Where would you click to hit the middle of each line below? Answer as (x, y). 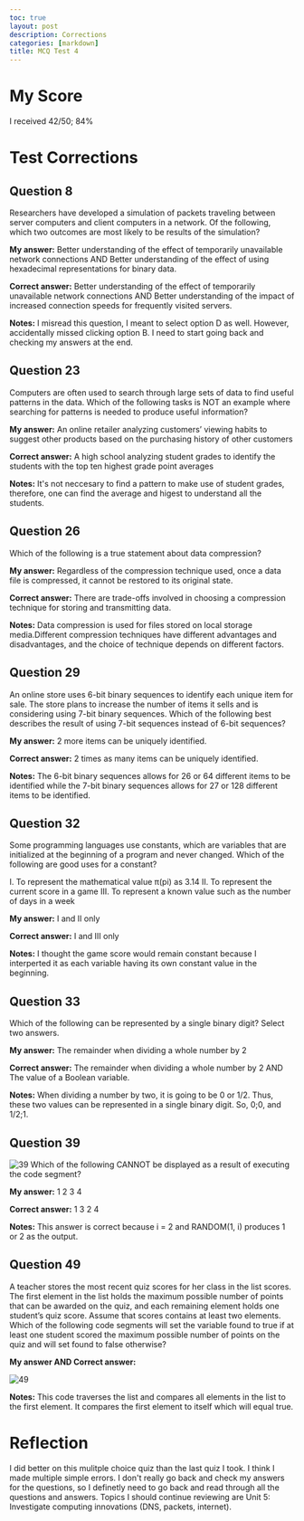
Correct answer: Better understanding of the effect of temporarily (133, 287)
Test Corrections (74, 158)
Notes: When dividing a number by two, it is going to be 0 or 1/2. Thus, (142, 1095)
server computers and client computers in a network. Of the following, (140, 223)
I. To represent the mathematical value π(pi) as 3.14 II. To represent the (141, 882)
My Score (46, 96)
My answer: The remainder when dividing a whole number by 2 (128, 1050)
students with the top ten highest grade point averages (112, 466)
